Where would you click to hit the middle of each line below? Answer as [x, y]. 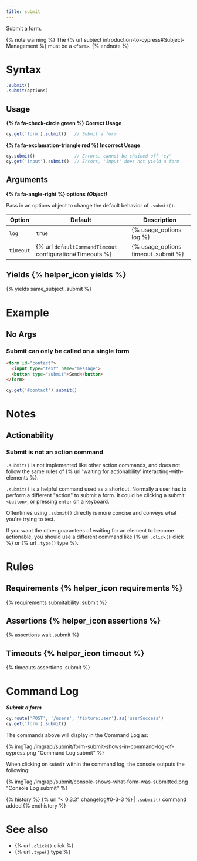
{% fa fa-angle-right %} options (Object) [57, 194]
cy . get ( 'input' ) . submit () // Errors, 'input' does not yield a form [93, 161]
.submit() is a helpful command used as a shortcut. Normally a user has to [96, 489]
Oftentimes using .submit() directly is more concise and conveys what [91, 512]
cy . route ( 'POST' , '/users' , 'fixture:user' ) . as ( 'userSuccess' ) [85, 718]
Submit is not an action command [55, 452]
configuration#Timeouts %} [74, 254]
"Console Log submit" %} [37, 788]
